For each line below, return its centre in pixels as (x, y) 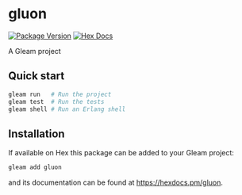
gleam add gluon (35, 167)
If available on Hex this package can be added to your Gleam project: (121, 153)
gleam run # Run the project (60, 94)
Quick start (36, 76)
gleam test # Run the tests (56, 101)
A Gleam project (35, 51)
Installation (36, 134)
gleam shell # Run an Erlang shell (67, 109)
